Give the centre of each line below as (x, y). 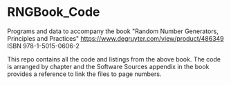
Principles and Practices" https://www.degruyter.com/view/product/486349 (116, 38)
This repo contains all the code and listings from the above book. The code (114, 59)
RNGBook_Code (54, 12)
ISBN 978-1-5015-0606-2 (43, 46)
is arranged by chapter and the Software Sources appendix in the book (108, 66)
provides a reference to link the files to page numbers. (84, 74)
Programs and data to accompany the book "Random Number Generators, (113, 31)
